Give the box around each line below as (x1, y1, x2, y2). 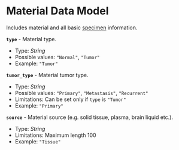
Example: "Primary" (14, 102, 64, 109)
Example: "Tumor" (14, 60, 59, 67)
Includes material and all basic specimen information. (6, 24, 138, 31)
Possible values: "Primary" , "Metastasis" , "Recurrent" (14, 89, 148, 96)
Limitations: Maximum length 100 (14, 131, 97, 139)
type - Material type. (6, 35, 57, 42)
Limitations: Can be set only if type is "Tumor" (14, 96, 127, 103)
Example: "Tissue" (14, 137, 61, 145)
